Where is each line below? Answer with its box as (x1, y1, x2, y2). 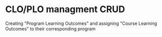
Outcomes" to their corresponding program (5, 25, 96, 31)
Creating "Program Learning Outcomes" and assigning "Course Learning (5, 20, 157, 26)
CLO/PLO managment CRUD (5, 4, 126, 15)
